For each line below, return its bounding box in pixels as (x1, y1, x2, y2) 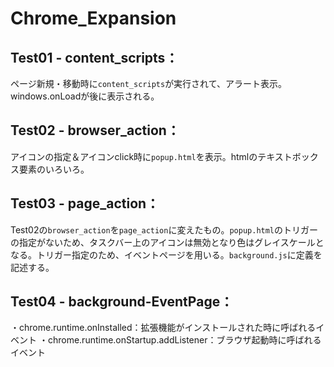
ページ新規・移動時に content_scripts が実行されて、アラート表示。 (10, 78, 288, 89)
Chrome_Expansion (10, 7, 177, 30)
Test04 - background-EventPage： (10, 293, 234, 311)
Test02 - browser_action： (10, 122, 180, 139)
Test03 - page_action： (10, 195, 160, 212)
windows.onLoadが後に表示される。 (10, 90, 160, 102)
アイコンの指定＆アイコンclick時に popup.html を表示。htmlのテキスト (10, 150, 293, 162)
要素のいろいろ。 (18, 163, 90, 175)
